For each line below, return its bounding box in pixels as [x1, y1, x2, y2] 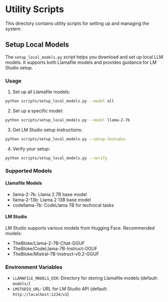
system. [5, 25, 22, 31]
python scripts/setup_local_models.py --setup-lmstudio [5, 136, 125, 141]
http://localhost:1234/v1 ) [12, 291, 69, 297]
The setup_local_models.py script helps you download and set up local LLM [5, 54, 163, 60]
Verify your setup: [12, 145, 51, 152]
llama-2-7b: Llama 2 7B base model [12, 191, 87, 197]
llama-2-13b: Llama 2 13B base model [12, 197, 91, 203]
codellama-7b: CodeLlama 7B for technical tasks [12, 202, 114, 208]
